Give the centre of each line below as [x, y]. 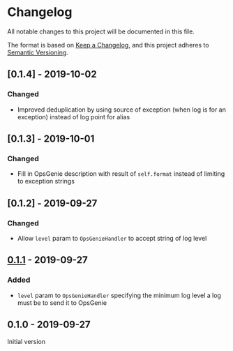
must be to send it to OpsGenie [62, 303]
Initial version [27, 341]
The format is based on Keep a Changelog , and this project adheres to [108, 45]
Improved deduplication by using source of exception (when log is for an [122, 110]
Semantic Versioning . [38, 52]
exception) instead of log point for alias [74, 117]
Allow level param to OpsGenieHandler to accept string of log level [112, 238]
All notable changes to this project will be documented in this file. [101, 31]
